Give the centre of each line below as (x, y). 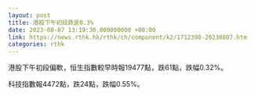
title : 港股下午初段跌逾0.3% (51, 23)
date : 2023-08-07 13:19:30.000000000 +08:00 (82, 30)
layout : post (29, 15)
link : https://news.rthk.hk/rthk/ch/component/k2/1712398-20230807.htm (127, 37)
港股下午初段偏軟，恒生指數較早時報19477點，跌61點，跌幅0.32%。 (118, 68)
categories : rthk (36, 44)
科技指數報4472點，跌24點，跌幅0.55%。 (76, 84)
